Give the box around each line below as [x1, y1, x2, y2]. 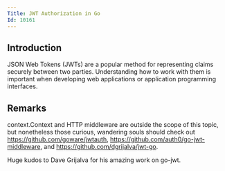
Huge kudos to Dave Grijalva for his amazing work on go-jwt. [7, 156, 181, 164]
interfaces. [7, 82, 38, 90]
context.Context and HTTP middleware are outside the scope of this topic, [7, 121, 219, 129]
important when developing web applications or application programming [7, 75, 217, 83]
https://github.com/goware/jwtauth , [7, 135, 109, 143]
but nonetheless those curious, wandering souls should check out [7, 128, 195, 137]
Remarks [7, 102, 47, 114]
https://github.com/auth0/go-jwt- [109, 135, 206, 143]
